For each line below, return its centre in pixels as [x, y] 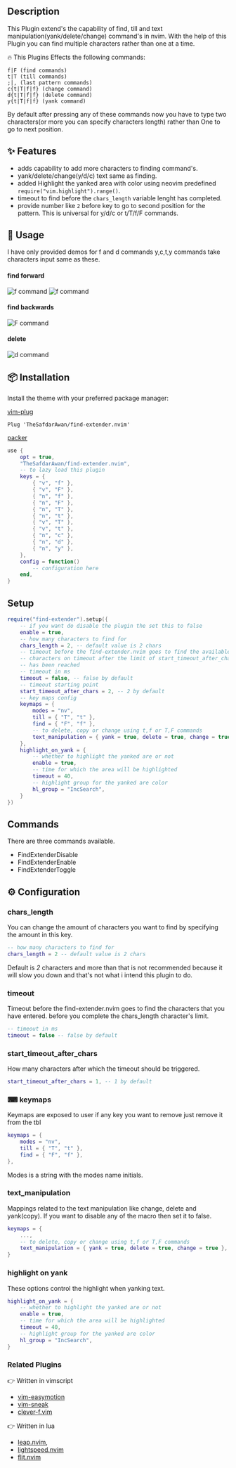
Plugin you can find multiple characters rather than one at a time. [101, 43]
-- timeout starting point [59, 685]
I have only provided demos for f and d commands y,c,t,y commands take [114, 252]
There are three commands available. [61, 841]
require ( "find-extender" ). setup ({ [58, 619]
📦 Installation [39, 378]
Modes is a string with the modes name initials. [75, 1175]
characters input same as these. [54, 259]
